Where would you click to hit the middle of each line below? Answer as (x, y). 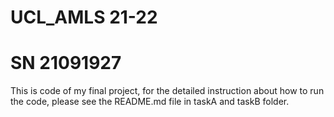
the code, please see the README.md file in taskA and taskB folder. (150, 102)
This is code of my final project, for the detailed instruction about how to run (167, 91)
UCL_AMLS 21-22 (84, 17)
